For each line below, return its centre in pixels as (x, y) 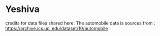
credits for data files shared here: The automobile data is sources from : (81, 23)
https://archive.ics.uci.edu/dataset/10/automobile (57, 28)
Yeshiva (22, 9)
